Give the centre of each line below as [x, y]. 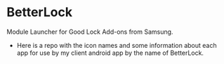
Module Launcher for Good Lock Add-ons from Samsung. [90, 32]
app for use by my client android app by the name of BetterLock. [110, 53]
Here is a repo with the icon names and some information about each [117, 45]
